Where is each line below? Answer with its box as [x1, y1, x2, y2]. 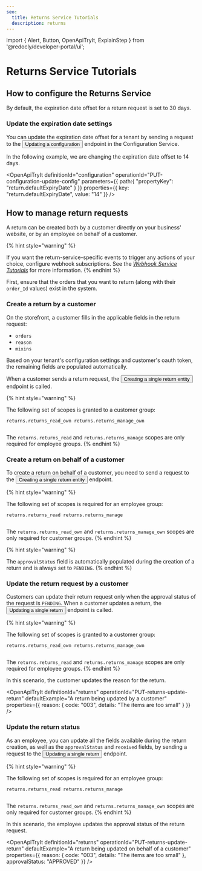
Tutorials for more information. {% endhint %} [6, 267, 121, 274]
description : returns [11, 20, 67, 26]
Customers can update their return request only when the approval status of [6, 593, 197, 600]
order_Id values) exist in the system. [6, 285, 98, 292]
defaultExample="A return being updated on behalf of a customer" [25, 845, 191, 852]
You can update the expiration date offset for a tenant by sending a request [6, 133, 194, 140]
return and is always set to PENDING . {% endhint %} [6, 564, 132, 572]
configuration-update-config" [6, 177, 80, 185]
